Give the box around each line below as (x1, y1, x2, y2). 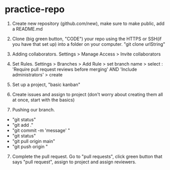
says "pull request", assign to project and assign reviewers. (12, 159, 136, 165)
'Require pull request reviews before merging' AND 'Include (12, 66, 137, 72)
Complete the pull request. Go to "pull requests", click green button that (12, 153, 162, 159)
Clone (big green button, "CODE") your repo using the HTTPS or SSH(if (12, 36, 162, 42)
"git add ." (12, 122, 34, 128)
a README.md (12, 25, 43, 32)
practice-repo (5, 4, 65, 15)
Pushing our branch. (12, 106, 55, 112)
